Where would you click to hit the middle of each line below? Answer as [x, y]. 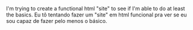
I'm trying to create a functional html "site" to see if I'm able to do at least [96, 9]
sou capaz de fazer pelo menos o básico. [57, 21]
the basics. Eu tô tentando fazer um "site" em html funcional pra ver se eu [96, 15]
